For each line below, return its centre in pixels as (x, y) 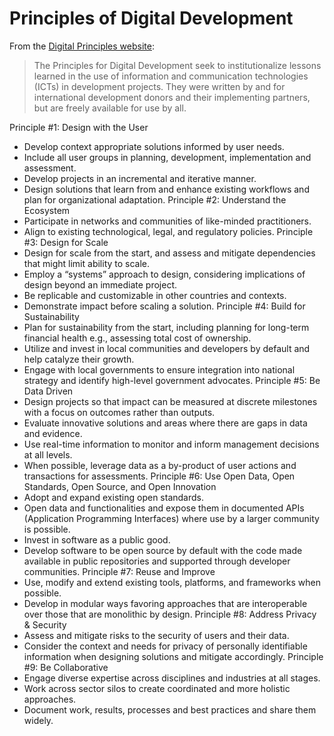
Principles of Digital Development (151, 18)
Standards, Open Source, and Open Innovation (120, 486)
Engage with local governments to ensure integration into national (159, 369)
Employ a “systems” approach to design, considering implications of (164, 274)
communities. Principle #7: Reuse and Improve (119, 571)
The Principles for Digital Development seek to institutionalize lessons (177, 65)
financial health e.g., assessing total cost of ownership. (137, 338)
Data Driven (48, 391)
